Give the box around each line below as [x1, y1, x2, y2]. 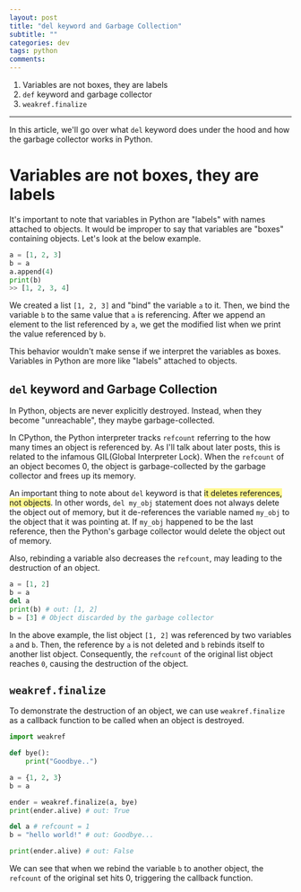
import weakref [9, 732, 66, 741]
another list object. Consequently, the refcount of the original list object [9, 648, 273, 660]
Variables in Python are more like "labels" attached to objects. [9, 355, 237, 366]
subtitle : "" [9, 30, 58, 39]
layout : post [9, 13, 58, 22]
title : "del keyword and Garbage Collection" [9, 22, 182, 31]
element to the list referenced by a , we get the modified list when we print [9, 319, 281, 330]
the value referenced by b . [9, 328, 106, 339]
